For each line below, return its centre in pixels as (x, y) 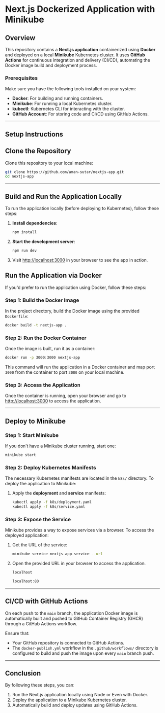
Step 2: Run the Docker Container (46, 338)
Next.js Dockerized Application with (80, 9)
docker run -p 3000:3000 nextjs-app (42, 358)
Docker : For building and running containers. (57, 98)
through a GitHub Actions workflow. (41, 624)
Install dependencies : (35, 223)
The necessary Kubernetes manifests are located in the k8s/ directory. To (79, 478)
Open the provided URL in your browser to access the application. (79, 564)
